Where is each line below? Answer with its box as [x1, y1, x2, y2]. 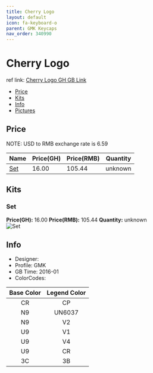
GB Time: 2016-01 [14, 268, 59, 275]
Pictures [14, 107, 36, 114]
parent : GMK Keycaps [6, 25, 58, 32]
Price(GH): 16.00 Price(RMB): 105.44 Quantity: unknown [6, 216, 147, 223]
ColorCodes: [14, 275, 46, 282]
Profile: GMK [14, 262, 46, 269]
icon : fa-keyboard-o [6, 20, 58, 26]
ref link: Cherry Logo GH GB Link [6, 76, 87, 84]
